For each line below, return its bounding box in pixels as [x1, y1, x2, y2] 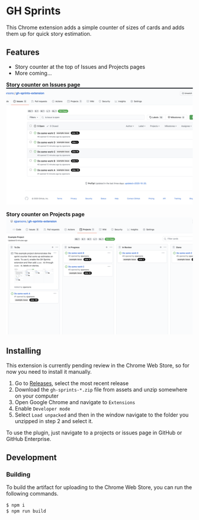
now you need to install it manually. [6, 368, 92, 375]
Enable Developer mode [14, 405, 70, 412]
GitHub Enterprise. [6, 435, 52, 442]
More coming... [14, 70, 52, 77]
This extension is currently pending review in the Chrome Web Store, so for [6, 361, 190, 369]
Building [6, 470, 31, 478]
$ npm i [6, 502, 25, 509]
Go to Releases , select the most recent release [14, 379, 129, 387]
